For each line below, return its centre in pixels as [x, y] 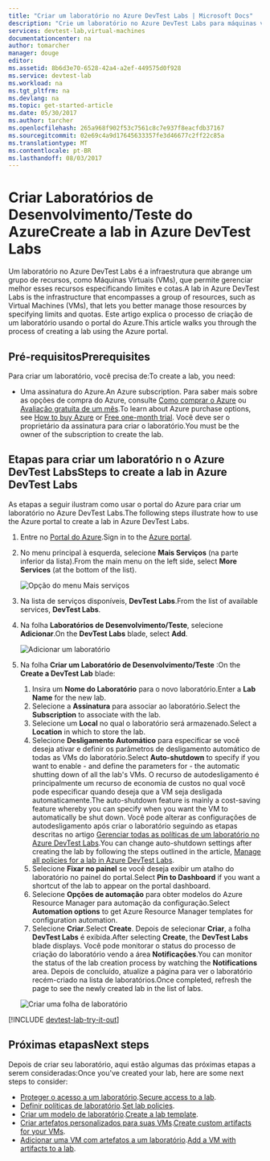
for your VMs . [43, 1131]
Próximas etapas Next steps [79, 1045]
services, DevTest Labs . [60, 609]
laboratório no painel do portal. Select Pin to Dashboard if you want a [146, 877]
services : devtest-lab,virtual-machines [77, 31]
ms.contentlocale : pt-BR [50, 151]
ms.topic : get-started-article [61, 105]
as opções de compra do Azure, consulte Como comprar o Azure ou [133, 400]
